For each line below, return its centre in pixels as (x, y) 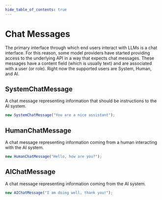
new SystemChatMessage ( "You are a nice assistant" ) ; (60, 115)
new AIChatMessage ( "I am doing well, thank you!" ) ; (59, 193)
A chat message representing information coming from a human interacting (81, 143)
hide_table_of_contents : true (36, 10)
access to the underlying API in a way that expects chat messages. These (80, 58)
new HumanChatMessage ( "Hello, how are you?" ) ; (54, 157)
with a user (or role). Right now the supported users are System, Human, (78, 68)
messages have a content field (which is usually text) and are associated (79, 63)
